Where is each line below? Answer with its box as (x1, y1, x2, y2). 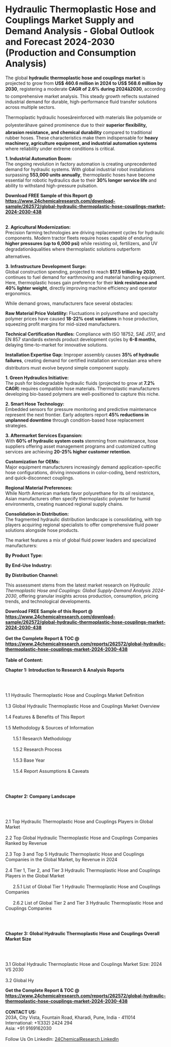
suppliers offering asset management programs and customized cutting (5, 443, 156, 449)
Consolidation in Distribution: (5, 510, 69, 517)
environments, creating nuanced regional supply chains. (5, 501, 124, 507)
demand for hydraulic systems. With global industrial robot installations (5, 166, 155, 172)
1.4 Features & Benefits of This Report (5, 714, 85, 720)
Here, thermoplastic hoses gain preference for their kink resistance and (5, 279, 157, 285)
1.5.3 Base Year (12, 757, 45, 763)
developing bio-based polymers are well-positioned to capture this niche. (5, 391, 160, 397)
